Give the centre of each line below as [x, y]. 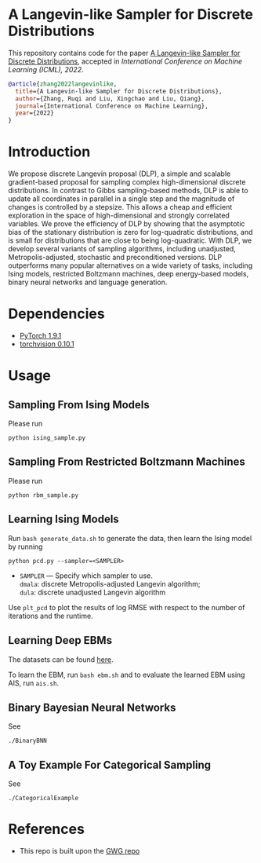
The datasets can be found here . [61, 659]
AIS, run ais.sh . [34, 683]
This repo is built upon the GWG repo [80, 851]
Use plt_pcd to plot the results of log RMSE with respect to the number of [127, 607]
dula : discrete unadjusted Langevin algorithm [92, 592]
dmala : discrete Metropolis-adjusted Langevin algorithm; [110, 583]
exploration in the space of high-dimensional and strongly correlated [119, 216]
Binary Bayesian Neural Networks [92, 707]
